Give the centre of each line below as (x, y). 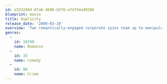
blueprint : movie (23, 14)
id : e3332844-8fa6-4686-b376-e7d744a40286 (50, 10)
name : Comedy (28, 60)
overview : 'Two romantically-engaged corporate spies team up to (74, 28)
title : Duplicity (23, 19)
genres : (13, 33)
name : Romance (29, 46)
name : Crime (26, 74)
